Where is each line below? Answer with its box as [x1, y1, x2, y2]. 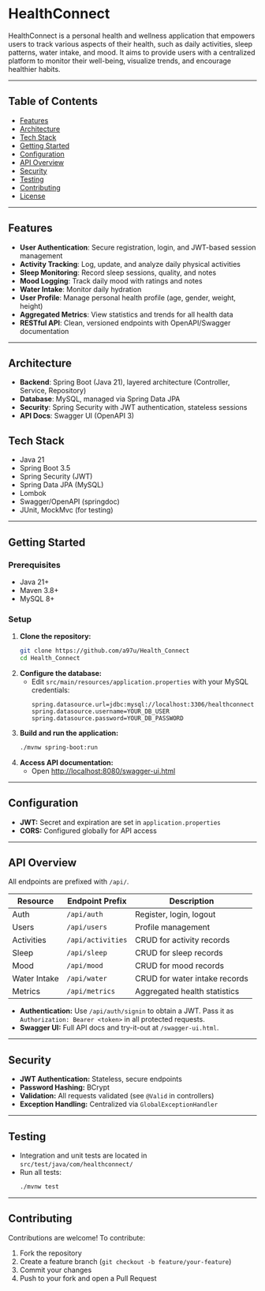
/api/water [66, 974, 108, 983]
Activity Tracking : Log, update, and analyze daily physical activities [19, 259, 241, 268]
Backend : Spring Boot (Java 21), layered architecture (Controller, [19, 377, 230, 387]
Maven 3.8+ [19, 585, 59, 595]
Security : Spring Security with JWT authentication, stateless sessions [19, 403, 248, 412]
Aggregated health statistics [135, 986, 240, 997]
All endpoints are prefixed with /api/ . [8, 877, 129, 887]
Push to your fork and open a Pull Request [19, 1273, 157, 1283]
